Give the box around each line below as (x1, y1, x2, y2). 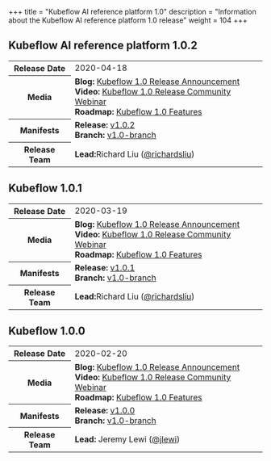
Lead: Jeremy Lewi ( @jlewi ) (74, 434, 180, 445)
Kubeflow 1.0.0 (8, 325, 86, 338)
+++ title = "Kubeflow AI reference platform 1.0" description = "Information (8, 7, 256, 16)
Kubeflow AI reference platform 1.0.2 (8, 39, 198, 52)
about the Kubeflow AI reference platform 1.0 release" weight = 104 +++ (8, 15, 248, 25)
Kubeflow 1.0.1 (8, 182, 82, 195)
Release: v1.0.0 (74, 404, 135, 416)
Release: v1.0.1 (74, 262, 135, 274)
